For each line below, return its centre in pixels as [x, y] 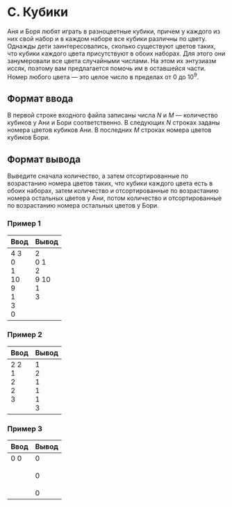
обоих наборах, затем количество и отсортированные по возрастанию [113, 191]
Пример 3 [25, 429]
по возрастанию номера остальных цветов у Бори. [83, 206]
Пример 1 [24, 224]
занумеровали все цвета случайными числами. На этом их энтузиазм [112, 60]
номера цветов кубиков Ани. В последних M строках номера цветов [109, 130]
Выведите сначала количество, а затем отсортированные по [98, 176]
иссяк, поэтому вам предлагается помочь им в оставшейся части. [107, 68]
